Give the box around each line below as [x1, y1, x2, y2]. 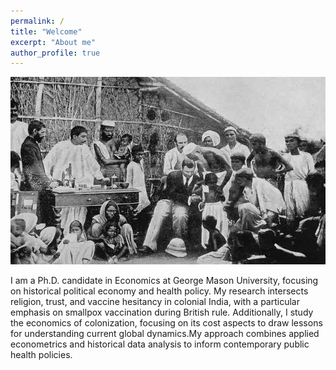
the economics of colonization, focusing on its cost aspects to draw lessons [10, 317, 323, 329]
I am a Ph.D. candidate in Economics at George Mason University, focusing [10, 275, 319, 287]
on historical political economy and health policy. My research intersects [10, 285, 309, 297]
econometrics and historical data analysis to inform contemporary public [10, 338, 310, 350]
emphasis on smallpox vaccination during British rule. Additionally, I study [10, 306, 314, 319]
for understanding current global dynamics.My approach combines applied [10, 328, 320, 340]
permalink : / [10, 16, 65, 26]
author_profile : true [10, 48, 101, 58]
